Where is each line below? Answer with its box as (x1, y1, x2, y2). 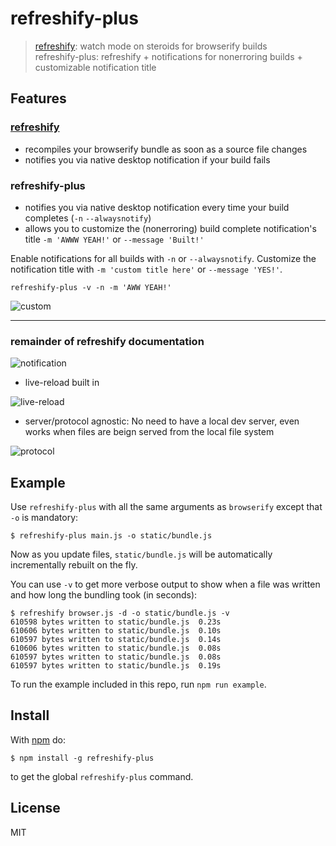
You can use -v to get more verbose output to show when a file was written (10, 578, 321, 591)
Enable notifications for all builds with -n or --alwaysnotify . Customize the (10, 252, 317, 264)
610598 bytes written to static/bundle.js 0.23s (10, 617, 222, 627)
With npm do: (10, 733, 67, 746)
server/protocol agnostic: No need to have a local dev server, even (24, 415, 300, 427)
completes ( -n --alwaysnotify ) (24, 212, 152, 224)
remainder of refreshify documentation (10, 334, 205, 348)
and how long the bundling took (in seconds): (10, 589, 198, 601)
